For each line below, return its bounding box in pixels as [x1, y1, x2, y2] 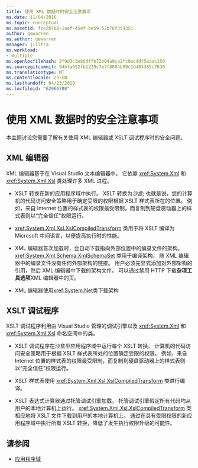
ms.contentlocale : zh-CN [6, 75, 67, 81]
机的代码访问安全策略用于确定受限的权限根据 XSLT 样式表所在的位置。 [14, 197, 186, 204]
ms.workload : [6, 47, 38, 53]
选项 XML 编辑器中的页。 [20, 274, 80, 281]
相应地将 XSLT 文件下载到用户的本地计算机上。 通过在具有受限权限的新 [14, 412, 187, 419]
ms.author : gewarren [6, 36, 57, 42]
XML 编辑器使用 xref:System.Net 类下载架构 [14, 287, 119, 294]
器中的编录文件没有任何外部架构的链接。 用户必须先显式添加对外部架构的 [14, 259, 193, 267]
